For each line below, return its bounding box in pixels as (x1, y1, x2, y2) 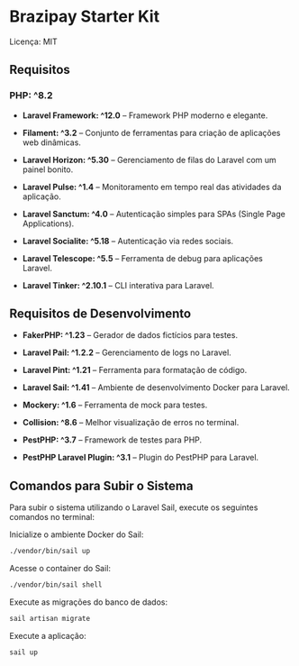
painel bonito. (22, 164, 74, 175)
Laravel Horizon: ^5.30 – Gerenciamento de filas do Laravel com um (22, 154, 276, 165)
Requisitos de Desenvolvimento (9, 306, 192, 322)
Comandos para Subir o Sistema (9, 478, 194, 493)
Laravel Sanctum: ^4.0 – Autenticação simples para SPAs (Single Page (22, 208, 285, 219)
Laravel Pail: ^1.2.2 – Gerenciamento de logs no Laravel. (22, 347, 231, 358)
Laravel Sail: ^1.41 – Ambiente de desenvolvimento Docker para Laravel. (22, 382, 290, 393)
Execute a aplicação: (9, 630, 87, 641)
